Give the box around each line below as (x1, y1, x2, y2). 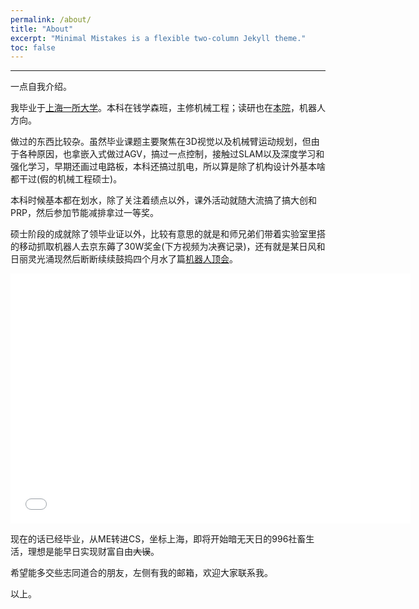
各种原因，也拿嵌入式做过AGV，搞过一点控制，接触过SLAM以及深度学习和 (18, 148, 325, 160)
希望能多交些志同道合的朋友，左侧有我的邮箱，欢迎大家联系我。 (10, 567, 273, 579)
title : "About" (10, 24, 74, 34)
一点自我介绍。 (10, 81, 72, 93)
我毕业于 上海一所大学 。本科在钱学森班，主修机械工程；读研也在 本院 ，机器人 (10, 102, 326, 114)
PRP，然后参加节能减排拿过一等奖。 (10, 207, 159, 219)
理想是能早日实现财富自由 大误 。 (27, 546, 160, 558)
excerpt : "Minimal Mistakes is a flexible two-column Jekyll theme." (10, 33, 307, 43)
